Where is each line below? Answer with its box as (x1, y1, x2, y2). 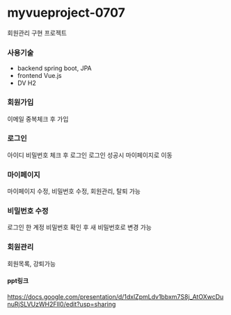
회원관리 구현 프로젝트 (7, 29, 67, 37)
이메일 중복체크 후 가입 (7, 115, 69, 123)
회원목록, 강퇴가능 (7, 259, 56, 268)
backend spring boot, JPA (17, 64, 92, 72)
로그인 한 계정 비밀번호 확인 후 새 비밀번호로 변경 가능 (7, 223, 152, 232)
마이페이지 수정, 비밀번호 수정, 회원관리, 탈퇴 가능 (7, 187, 141, 195)
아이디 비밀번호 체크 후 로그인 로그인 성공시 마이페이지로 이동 (7, 151, 173, 159)
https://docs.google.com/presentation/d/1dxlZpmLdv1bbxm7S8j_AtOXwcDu (7, 292, 224, 300)
